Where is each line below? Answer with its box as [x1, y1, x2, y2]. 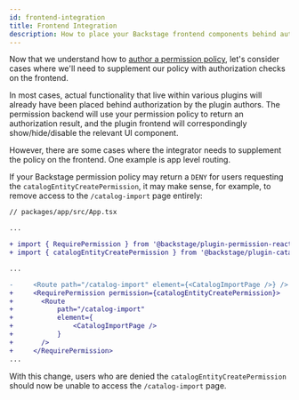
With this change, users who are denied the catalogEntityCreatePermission [9, 371, 287, 381]
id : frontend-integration [9, 12, 105, 22]
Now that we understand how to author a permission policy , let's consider [9, 54, 280, 65]
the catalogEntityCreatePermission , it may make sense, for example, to [9, 181, 271, 192]
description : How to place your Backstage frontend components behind [9, 29, 277, 38]
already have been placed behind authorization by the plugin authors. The [9, 100, 280, 110]
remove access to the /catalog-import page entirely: [9, 190, 203, 201]
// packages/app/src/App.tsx [9, 208, 117, 217]
